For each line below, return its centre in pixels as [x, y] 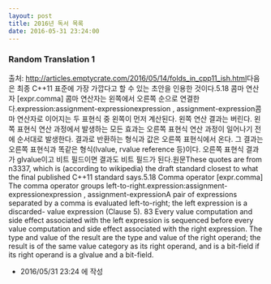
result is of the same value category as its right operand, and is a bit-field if [134, 246]
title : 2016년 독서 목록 [46, 24]
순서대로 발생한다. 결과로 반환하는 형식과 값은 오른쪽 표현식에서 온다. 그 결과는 [140, 139]
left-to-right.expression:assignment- [167, 185]
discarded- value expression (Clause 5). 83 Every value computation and [131, 211]
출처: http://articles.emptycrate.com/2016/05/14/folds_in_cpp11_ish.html [128, 78]
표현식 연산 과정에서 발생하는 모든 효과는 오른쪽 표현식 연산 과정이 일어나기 [135, 129]
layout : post [30, 16]
